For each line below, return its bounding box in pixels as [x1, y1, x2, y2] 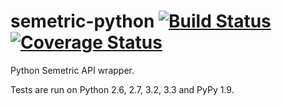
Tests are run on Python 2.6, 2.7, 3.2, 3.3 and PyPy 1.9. [10, 83, 235, 95]
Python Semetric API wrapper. [10, 64, 135, 76]
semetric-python [10, 10, 155, 33]
